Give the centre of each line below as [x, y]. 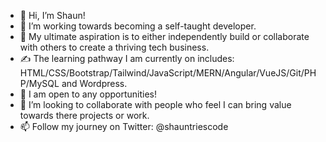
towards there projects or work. [84, 115]
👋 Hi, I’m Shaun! [52, 15]
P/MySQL [39, 83]
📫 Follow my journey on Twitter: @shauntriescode [124, 126]
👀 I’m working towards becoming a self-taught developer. [138, 26]
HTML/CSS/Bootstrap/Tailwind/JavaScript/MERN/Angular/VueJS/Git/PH [168, 73]
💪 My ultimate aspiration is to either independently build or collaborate [164, 36]
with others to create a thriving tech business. [114, 47]
